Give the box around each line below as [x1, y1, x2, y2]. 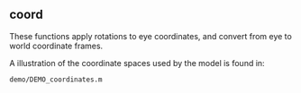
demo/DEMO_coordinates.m [9, 75, 103, 84]
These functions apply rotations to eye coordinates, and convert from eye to [9, 30, 293, 41]
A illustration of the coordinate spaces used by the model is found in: [9, 57, 265, 68]
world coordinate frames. [9, 40, 104, 51]
